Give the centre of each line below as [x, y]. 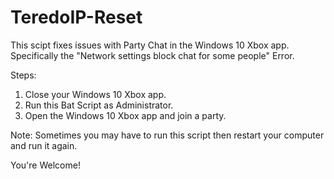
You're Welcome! [45, 165]
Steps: [23, 75]
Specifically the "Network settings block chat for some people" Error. [152, 55]
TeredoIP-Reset [76, 17]
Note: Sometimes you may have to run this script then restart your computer [167, 135]
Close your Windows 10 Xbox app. [95, 94]
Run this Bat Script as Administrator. [99, 105]
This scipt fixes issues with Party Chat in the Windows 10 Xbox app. [150, 45]
